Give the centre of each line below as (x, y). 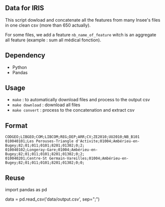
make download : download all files (46, 105)
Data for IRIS (25, 8)
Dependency (25, 55)
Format (16, 126)
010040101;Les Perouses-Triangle (39, 141)
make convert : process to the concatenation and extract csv (73, 110)
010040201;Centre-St (26, 159)
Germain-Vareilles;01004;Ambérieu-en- (89, 159)
